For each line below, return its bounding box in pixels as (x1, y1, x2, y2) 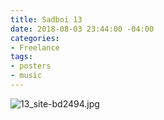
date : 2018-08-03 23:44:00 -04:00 (10, 24, 155, 34)
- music (10, 71, 43, 81)
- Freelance (10, 42, 60, 53)
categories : (10, 33, 60, 43)
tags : (10, 52, 33, 62)
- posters (10, 61, 52, 71)
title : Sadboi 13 (10, 14, 83, 25)
